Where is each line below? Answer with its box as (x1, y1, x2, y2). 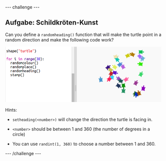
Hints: (5, 107, 17, 113)
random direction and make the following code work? (5, 37, 114, 42)
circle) (12, 131, 26, 137)
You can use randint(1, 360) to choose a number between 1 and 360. (12, 141, 156, 147)
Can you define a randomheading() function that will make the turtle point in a (5, 32, 162, 38)
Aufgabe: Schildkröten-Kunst (5, 18, 98, 27)
